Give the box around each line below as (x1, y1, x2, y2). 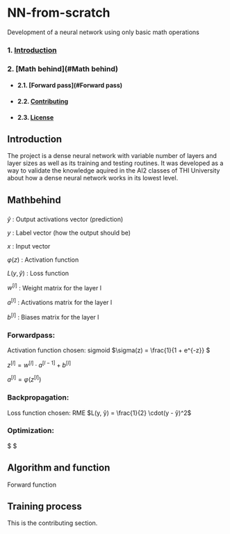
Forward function (7, 480, 57, 489)
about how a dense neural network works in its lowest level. (7, 174, 179, 182)
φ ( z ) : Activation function (7, 256, 79, 264)
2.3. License (17, 113, 54, 121)
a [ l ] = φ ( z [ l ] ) (7, 374, 42, 384)
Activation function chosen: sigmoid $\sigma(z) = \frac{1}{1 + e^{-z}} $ (7, 346, 211, 354)
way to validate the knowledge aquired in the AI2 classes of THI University (7, 166, 220, 175)
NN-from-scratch (7, 5, 110, 21)
